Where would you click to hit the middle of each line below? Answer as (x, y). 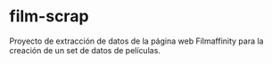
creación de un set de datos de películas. (85, 50)
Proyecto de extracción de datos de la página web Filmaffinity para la (136, 41)
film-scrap (49, 16)
